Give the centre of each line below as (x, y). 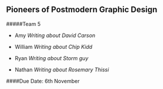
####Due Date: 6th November (43, 81)
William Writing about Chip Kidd (53, 47)
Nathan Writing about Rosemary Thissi (62, 70)
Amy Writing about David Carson (55, 35)
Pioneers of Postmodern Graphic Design (82, 10)
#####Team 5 (23, 24)
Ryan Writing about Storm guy (51, 58)
